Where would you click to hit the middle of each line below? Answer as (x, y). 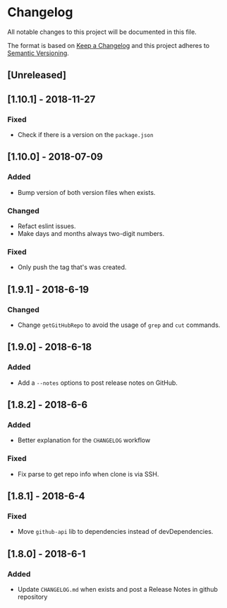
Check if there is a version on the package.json (85, 135)
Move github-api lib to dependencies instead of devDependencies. (115, 532)
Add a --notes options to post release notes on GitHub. (98, 383)
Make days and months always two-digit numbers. (91, 233)
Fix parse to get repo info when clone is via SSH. (88, 474)
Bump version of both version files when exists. (86, 192)
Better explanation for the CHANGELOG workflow (84, 440)
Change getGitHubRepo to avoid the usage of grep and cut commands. (119, 325)
